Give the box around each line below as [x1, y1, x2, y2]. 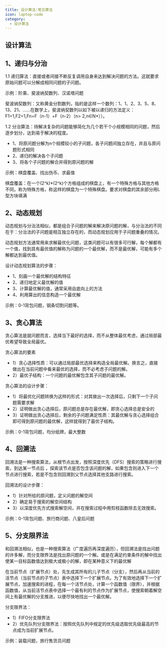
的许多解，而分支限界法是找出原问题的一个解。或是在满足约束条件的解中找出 [5, 552, 162, 557]
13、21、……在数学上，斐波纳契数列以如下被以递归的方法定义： [5, 107, 135, 113]
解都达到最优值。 [5, 252, 40, 258]
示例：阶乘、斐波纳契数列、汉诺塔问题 [5, 90, 83, 96]
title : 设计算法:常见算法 [5, 7, 53, 12]
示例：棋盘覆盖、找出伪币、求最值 [5, 170, 75, 176]
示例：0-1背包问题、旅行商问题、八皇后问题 [5, 515, 94, 521]
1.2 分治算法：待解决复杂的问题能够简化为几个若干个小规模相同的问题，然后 [5, 124, 161, 130]
